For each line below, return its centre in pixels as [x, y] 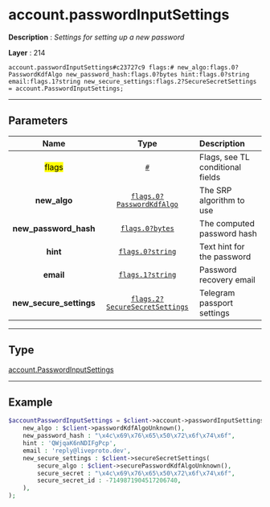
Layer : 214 [27, 52]
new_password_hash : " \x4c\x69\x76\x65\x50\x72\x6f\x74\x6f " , [129, 436]
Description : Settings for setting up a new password [96, 37]
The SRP [216, 190]
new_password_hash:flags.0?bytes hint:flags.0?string [157, 74]
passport [217, 303]
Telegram [217, 293]
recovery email [227, 279]
